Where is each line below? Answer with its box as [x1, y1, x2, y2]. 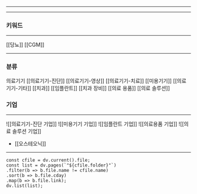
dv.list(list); [6, 182, 43, 189]
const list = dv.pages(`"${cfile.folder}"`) [6, 162, 117, 168]
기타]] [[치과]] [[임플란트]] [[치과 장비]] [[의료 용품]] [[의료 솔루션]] [18, 84, 170, 91]
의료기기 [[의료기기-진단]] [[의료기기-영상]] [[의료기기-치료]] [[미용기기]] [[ [6, 77, 177, 84]
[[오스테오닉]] [14, 140, 46, 147]
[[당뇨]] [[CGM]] [6, 41, 45, 49]
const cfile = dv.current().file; [6, 157, 91, 163]
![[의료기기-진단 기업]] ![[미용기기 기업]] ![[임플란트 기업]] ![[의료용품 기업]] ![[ [6, 120, 184, 127]
